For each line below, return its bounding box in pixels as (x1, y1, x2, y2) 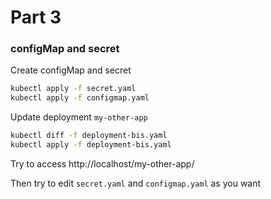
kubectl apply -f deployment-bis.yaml (10, 140, 172, 150)
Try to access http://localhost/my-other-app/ (10, 157, 195, 170)
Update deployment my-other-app (10, 111, 148, 123)
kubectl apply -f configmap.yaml (10, 93, 150, 103)
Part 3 (10, 6, 62, 29)
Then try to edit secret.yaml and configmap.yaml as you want (10, 177, 262, 189)
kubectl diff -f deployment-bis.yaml (10, 131, 168, 141)
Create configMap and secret (10, 64, 132, 76)
